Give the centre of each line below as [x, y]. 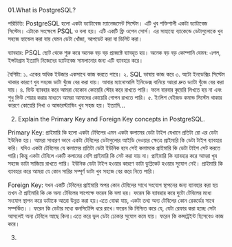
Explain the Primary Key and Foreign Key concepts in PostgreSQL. [111, 119]
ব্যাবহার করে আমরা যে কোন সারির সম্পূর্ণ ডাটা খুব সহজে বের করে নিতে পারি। [82, 171]
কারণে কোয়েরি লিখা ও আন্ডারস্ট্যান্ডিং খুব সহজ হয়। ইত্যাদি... [67, 105]
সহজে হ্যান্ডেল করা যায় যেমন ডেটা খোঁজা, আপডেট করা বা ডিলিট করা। [75, 39]
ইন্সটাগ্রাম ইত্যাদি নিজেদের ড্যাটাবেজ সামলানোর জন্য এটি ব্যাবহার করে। [76, 60]
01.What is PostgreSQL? [42, 10]
